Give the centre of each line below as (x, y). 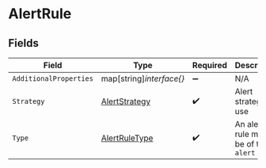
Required (210, 65)
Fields (24, 43)
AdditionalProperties (53, 79)
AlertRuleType (127, 138)
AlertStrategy (126, 101)
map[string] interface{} (143, 78)
